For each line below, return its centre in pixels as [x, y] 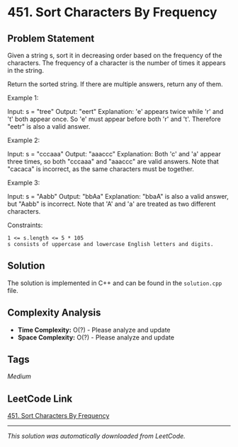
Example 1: [23, 98]
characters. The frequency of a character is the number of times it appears [117, 63]
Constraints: [25, 225]
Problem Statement [51, 39]
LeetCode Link [40, 399]
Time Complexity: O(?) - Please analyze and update [94, 330]
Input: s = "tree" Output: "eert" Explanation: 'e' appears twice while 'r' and [115, 111]
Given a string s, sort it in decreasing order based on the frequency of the [115, 55]
